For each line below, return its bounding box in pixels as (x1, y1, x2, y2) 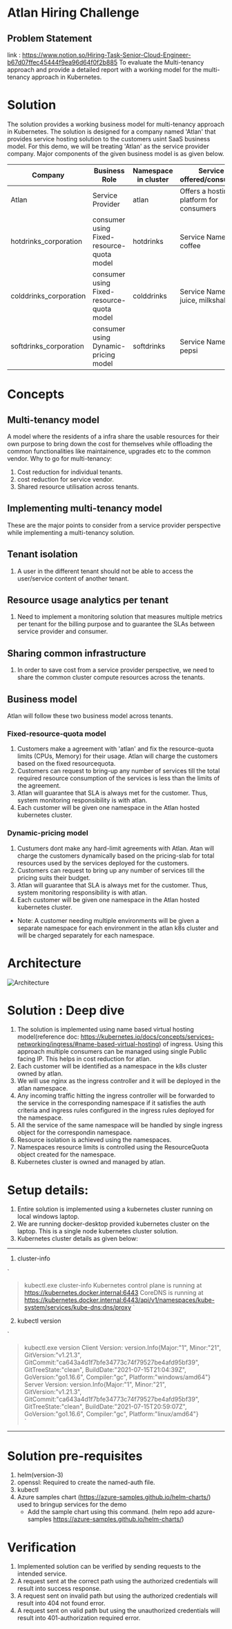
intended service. (17, 1569, 68, 1578)
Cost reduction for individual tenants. (17, 468, 123, 476)
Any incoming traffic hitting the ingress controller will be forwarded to (17, 1091, 215, 1100)
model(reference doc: (17, 1032, 79, 1041)
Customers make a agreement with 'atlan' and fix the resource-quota (17, 745, 214, 753)
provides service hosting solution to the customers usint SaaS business (7, 134, 211, 143)
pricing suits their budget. (17, 873, 91, 881)
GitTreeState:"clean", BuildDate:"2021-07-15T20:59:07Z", (23, 1402, 187, 1411)
